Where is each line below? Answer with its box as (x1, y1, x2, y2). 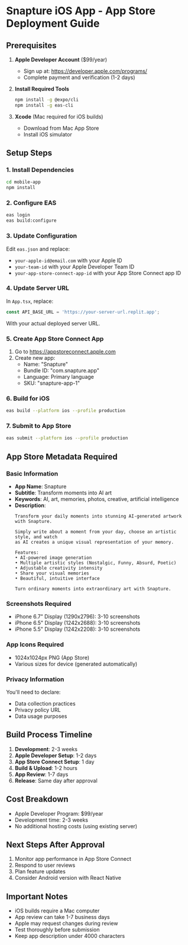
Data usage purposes (14, 713, 67, 720)
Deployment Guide (6, 17, 100, 30)
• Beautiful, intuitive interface (14, 576, 100, 582)
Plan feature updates (14, 868, 66, 875)
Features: (14, 550, 40, 555)
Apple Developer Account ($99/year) (14, 56, 108, 63)
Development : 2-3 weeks (14, 745, 78, 752)
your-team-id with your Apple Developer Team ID (14, 263, 135, 270)
